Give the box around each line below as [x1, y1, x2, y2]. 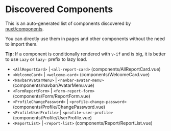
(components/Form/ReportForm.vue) [12, 93, 91, 99]
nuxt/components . [5, 25, 44, 31]
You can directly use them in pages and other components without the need [5, 36, 165, 42]
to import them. [5, 41, 38, 47]
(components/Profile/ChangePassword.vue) [12, 104, 106, 110]
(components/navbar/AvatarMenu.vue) [12, 82, 94, 88]
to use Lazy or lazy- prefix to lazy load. [5, 56, 88, 62]
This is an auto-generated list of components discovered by [5, 20, 131, 26]
